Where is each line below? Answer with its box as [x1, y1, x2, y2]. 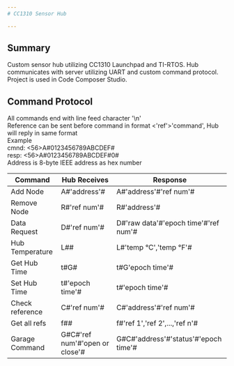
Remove [10, 198, 38, 208]
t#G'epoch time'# [116, 263, 174, 273]
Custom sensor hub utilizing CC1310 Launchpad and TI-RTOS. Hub [7, 61, 199, 69]
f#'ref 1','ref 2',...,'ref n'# [116, 319, 198, 328]
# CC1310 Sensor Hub [7, 10, 68, 17]
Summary [7, 43, 51, 54]
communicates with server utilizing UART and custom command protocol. [7, 68, 219, 77]
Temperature [10, 247, 54, 257]
